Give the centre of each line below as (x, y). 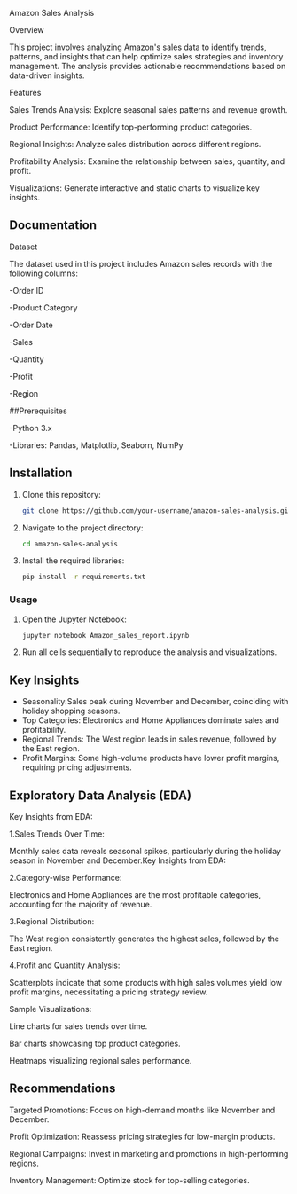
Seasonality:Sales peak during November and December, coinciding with (155, 702)
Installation (41, 473)
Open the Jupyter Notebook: (74, 619)
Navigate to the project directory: (82, 528)
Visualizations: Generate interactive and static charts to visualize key (134, 188)
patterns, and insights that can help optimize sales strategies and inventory (146, 56)
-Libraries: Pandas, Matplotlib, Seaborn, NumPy (96, 445)
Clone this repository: (61, 494)
